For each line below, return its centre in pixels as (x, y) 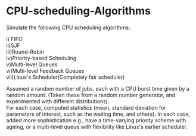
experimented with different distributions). (58, 101)
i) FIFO (14, 39)
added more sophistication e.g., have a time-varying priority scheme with (96, 120)
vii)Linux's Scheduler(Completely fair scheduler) (66, 77)
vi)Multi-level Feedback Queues (45, 70)
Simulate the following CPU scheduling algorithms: (68, 27)
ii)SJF (13, 45)
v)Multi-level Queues (32, 64)
